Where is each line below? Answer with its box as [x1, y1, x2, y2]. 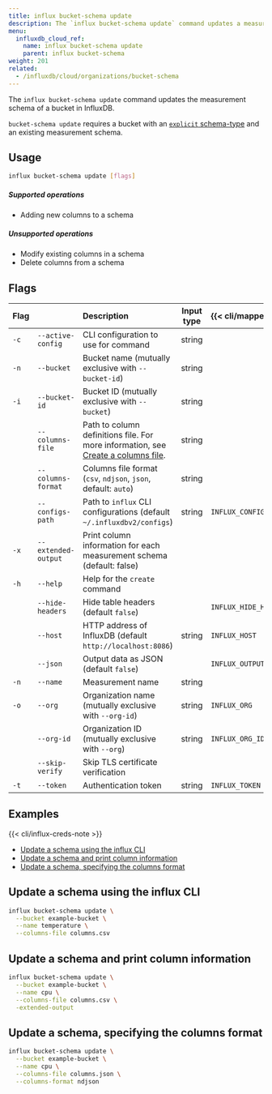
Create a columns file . [82, 450, 166, 461]
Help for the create [82, 573, 155, 584]
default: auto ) [82, 483, 134, 494]
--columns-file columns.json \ [15, 1070, 121, 1078]
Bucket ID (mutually [82, 386, 158, 397]
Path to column [82, 419, 140, 430]
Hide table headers [82, 596, 155, 608]
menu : [8, 27, 27, 35]
